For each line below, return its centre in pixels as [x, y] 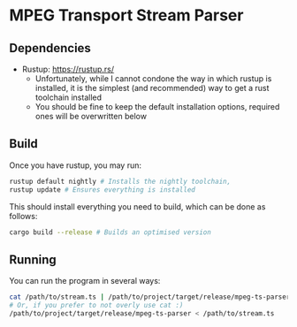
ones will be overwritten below [91, 116]
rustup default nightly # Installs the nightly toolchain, [120, 181]
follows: [23, 216]
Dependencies [50, 48]
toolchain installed [69, 97]
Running [33, 259]
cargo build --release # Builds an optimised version [110, 232]
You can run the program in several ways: [85, 281]
